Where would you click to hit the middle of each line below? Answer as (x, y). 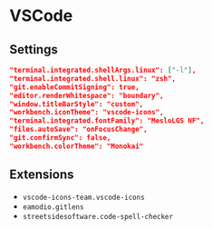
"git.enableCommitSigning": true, (75, 87)
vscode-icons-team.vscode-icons (83, 197)
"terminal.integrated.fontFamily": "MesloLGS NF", (107, 121)
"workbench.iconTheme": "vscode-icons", (87, 113)
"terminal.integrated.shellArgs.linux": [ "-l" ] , (103, 70)
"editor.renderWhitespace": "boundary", (87, 95)
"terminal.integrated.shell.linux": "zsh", (93, 78)
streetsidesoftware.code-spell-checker (98, 216)
